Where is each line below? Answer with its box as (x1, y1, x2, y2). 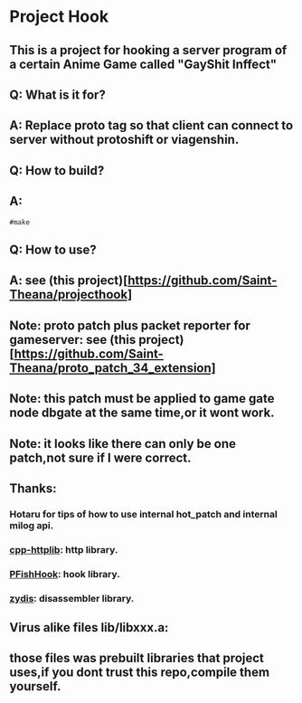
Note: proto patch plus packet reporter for (9, 318, 250, 333)
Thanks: (9, 480, 57, 496)
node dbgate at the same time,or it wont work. (9, 405, 275, 421)
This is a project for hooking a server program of (9, 43, 288, 58)
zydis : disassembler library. (9, 592, 135, 604)
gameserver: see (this (9, 332, 137, 347)
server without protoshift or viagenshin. (9, 132, 240, 147)
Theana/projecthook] (9, 287, 133, 302)
